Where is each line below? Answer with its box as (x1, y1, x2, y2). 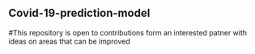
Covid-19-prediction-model (8, 6, 151, 20)
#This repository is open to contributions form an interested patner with (8, 27, 248, 37)
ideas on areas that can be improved (8, 36, 131, 46)
